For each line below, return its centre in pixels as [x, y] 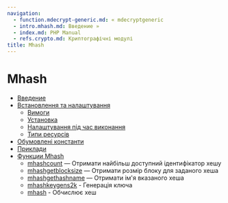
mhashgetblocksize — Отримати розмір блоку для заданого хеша [123, 170]
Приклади [31, 148]
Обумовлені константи [50, 141]
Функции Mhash [40, 156]
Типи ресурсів [48, 134]
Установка [42, 120]
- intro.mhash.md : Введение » [56, 26]
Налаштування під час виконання [76, 126]
